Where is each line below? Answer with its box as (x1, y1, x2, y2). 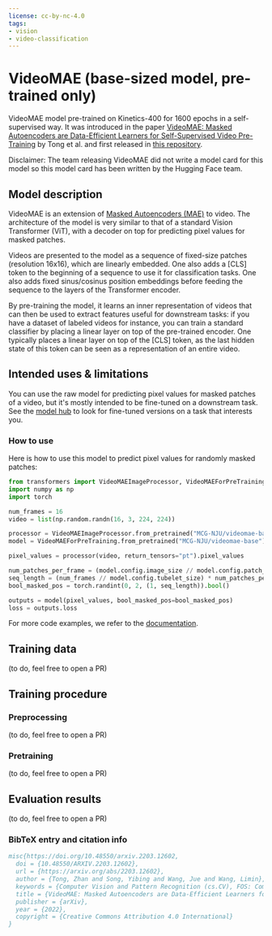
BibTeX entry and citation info (8, 834, 128, 845)
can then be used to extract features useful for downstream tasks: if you (8, 309, 250, 319)
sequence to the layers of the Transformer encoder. (8, 285, 181, 295)
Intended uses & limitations (8, 367, 149, 382)
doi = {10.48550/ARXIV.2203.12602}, (15, 860, 139, 869)
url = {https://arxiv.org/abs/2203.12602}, (15, 868, 164, 876)
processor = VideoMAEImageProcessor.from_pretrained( (8, 529, 194, 538)
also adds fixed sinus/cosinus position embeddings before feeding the (8, 277, 243, 286)
